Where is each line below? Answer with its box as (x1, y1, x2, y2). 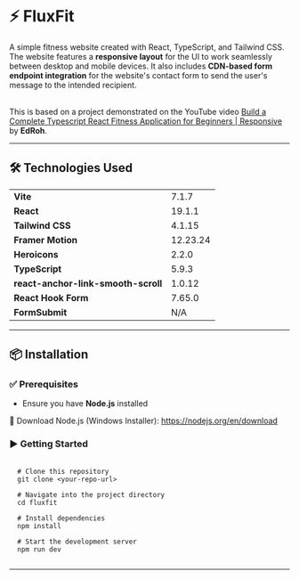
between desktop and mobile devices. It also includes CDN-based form (9, 61, 273, 71)
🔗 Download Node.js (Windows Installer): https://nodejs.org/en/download (9, 415, 279, 427)
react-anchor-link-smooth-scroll (13, 277, 163, 289)
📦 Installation (9, 347, 89, 363)
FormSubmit (13, 306, 68, 318)
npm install (17, 521, 62, 530)
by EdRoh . (9, 125, 47, 135)
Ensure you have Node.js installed (21, 398, 149, 409)
